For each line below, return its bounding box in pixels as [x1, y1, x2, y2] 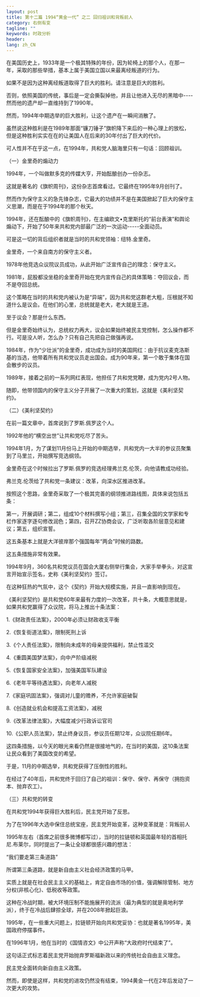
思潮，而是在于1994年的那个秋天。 [11, 202, 97, 210]
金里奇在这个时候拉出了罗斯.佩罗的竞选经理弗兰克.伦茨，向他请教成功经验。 [6, 465, 192, 472]
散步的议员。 [11, 361, 43, 368]
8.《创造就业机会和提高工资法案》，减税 [6, 704, 102, 712]
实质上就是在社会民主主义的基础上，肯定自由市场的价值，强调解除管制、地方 [6, 878, 194, 886]
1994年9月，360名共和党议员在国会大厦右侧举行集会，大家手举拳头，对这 [6, 563, 187, 570]
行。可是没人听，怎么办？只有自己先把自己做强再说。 [6, 334, 137, 341]
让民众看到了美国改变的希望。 [6, 750, 79, 757]
